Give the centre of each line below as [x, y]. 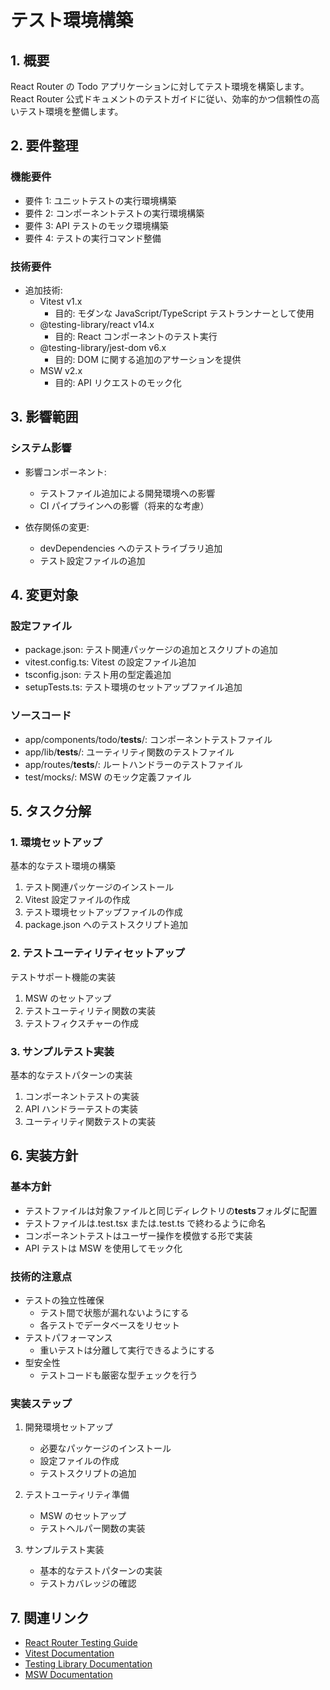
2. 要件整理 [44, 146]
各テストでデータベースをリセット [109, 1325]
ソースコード [41, 716]
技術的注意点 [41, 1276]
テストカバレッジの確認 [88, 1583]
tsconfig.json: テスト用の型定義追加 [98, 675]
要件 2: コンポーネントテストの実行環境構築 [114, 213]
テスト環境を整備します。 [71, 111]
